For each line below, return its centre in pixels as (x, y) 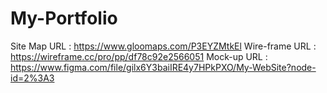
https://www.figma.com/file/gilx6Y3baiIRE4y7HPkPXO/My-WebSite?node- (163, 67)
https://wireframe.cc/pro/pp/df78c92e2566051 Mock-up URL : (139, 56)
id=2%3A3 (32, 78)
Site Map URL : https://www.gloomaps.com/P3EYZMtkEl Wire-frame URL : (163, 46)
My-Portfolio (64, 18)
